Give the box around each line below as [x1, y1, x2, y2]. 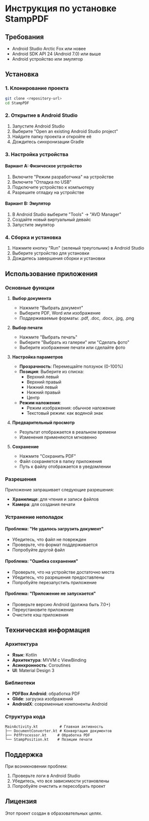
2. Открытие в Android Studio [5, 112, 78, 119]
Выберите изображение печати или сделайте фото [19, 345, 126, 351]
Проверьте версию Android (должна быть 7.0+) [12, 601, 111, 607]
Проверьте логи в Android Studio [12, 773, 80, 779]
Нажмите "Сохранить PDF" [19, 453, 76, 459]
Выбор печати [12, 325, 43, 331]
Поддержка [5, 750, 43, 758]
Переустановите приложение [12, 607, 74, 612]
